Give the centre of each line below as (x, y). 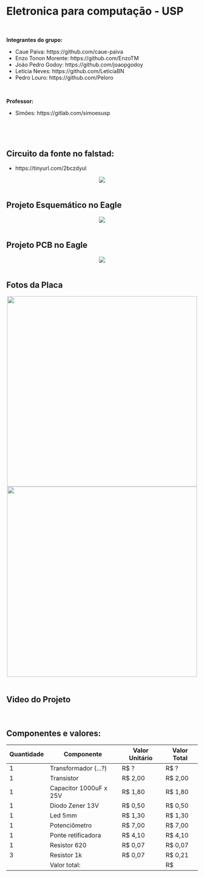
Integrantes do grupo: (34, 40)
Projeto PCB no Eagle (47, 245)
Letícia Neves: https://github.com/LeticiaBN (70, 71)
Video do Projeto (39, 699)
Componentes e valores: (54, 733)
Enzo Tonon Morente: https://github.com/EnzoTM (77, 58)
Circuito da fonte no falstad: (60, 153)
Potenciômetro (71, 825)
